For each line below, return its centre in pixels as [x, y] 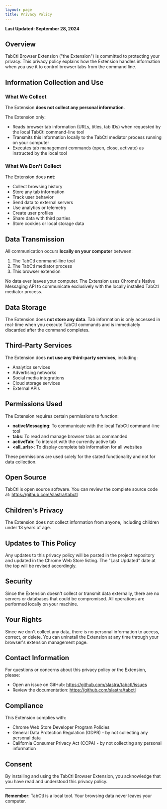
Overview [21, 44]
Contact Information [37, 658]
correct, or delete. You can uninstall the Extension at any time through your [82, 637]
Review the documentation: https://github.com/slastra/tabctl [74, 690]
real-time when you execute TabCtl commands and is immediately [73, 325]
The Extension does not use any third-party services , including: [72, 357]
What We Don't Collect [33, 166]
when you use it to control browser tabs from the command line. [71, 67]
